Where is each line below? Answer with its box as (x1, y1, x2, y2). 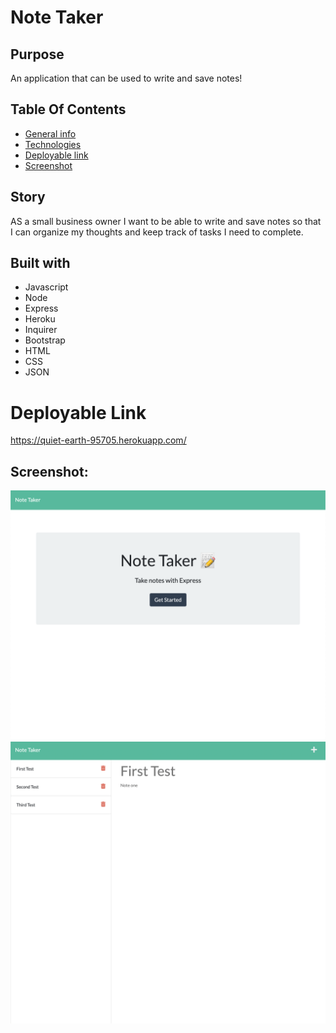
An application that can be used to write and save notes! (10, 72, 243, 84)
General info (24, 127, 77, 140)
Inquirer (24, 324, 58, 336)
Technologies (24, 138, 82, 150)
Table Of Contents (10, 101, 127, 118)
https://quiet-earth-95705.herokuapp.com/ (10, 434, 187, 446)
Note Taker (10, 6, 104, 29)
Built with (10, 255, 71, 272)
